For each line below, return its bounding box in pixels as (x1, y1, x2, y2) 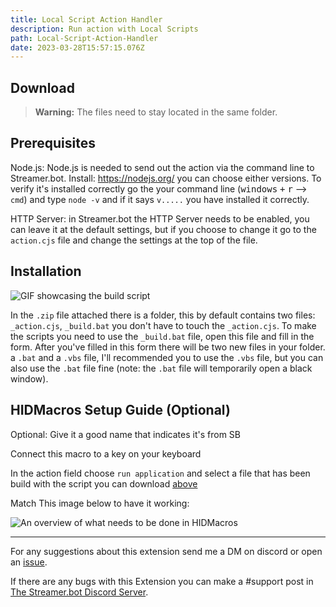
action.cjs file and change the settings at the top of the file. (10, 234, 258, 246)
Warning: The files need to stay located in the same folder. (34, 106, 278, 118)
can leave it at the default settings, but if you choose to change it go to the (10, 223, 317, 235)
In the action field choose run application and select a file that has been (10, 467, 311, 479)
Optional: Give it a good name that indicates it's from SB (10, 428, 241, 440)
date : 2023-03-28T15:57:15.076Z (10, 42, 145, 53)
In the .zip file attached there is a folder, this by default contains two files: (10, 309, 316, 321)
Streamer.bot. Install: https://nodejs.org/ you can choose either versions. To (10, 172, 322, 184)
